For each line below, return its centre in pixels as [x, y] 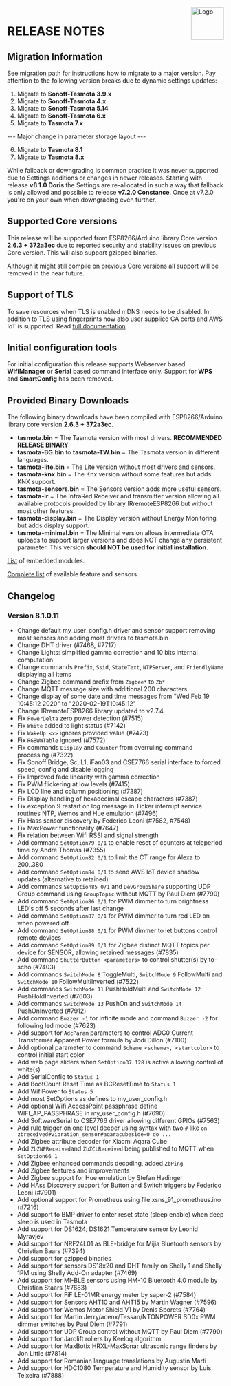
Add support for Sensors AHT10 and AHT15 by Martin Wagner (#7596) [117, 1302]
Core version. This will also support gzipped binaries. [82, 252]
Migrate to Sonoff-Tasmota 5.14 [63, 108]
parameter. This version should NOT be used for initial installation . [112, 547]
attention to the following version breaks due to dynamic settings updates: [112, 81]
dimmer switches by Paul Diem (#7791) [72, 1324]
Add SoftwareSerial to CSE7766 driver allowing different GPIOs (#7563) [118, 1120]
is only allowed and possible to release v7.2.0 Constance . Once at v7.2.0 [111, 192]
